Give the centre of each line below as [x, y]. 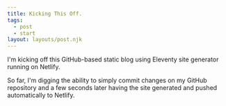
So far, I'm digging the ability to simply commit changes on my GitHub [107, 80]
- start [25, 33]
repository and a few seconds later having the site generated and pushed [112, 88]
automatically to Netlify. [41, 96]
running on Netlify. [34, 67]
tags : [15, 20]
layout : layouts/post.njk [45, 40]
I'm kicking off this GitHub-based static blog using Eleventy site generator [113, 59]
